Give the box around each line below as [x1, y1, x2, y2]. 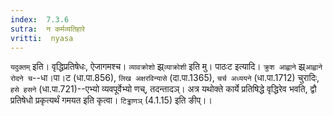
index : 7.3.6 [10, 14, 70, 25]
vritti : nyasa [10, 33, 74, 43]
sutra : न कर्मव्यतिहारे [10, 24, 85, 34]
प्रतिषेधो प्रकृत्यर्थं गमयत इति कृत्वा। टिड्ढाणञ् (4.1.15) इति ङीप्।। [10, 94, 213, 106]
